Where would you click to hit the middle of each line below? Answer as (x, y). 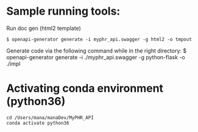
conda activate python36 (38, 123)
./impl (13, 64)
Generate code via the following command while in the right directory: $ (97, 51)
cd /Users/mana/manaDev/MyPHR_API (50, 117)
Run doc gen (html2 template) (44, 28)
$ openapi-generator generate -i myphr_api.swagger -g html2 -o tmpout (99, 39)
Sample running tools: (63, 11)
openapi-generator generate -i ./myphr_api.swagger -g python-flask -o (96, 57)
